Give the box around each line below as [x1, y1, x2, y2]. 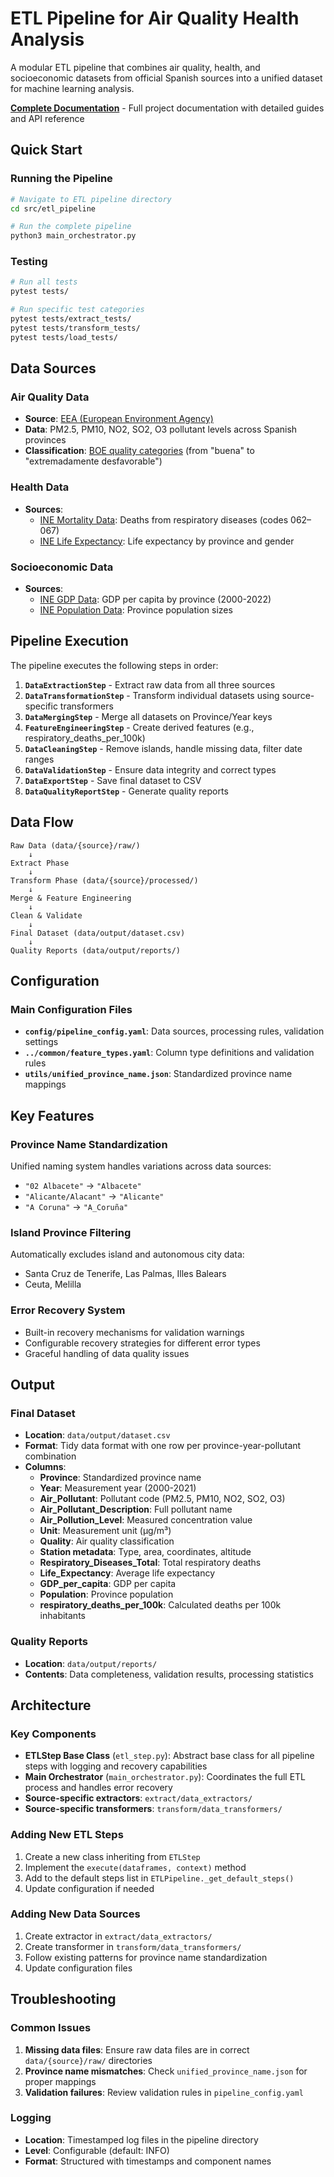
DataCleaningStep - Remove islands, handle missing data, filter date [24, 742, 303, 754]
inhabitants [39, 1610, 86, 1622]
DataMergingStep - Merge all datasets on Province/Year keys [24, 710, 273, 722]
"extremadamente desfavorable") [24, 455, 163, 467]
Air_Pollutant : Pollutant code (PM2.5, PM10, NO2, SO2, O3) [39, 1493, 286, 1505]
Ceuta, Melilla [24, 1278, 82, 1291]
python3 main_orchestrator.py [10, 231, 137, 241]
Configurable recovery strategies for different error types [24, 1337, 261, 1349]
